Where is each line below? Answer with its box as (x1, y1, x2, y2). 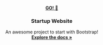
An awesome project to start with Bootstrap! (5, 29, 98, 35)
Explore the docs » (31, 34, 72, 40)
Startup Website (31, 17, 73, 24)
